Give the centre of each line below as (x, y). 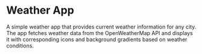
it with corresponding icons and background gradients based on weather (97, 39)
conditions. (20, 46)
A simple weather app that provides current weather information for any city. (101, 27)
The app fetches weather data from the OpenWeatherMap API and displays (99, 33)
